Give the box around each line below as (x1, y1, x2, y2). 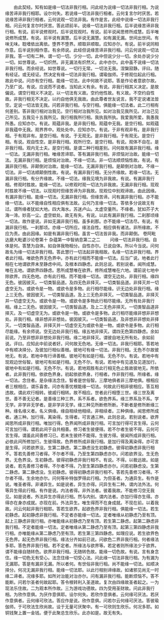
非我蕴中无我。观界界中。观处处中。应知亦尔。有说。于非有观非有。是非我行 (5, 127, 159, 132)
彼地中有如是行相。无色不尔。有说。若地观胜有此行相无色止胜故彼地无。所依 (5, 365, 159, 371)
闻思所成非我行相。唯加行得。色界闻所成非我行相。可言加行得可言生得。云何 (5, 420, 159, 426)
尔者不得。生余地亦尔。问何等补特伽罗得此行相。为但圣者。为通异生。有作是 (5, 475, 159, 481)
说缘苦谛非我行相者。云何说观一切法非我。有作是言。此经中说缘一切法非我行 (5, 17, 159, 22)
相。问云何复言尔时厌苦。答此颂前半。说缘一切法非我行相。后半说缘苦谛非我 (5, 23, 159, 28)
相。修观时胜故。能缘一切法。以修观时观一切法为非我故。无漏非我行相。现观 (5, 182, 159, 187)
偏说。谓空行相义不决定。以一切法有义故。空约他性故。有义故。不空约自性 (5, 90, 155, 95)
